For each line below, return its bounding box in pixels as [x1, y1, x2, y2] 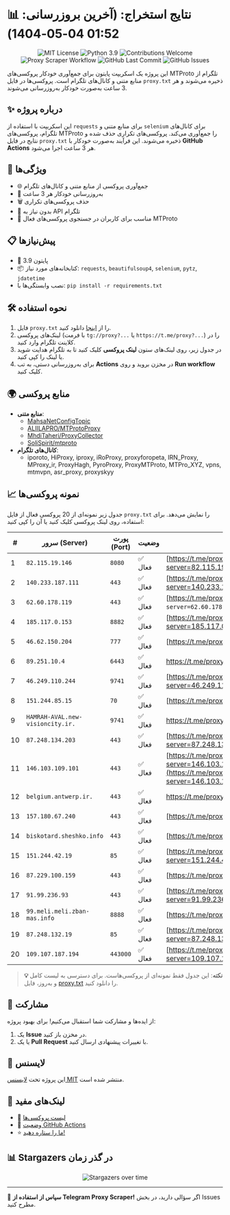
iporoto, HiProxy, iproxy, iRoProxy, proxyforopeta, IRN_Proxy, [27, 453, 199, 461]
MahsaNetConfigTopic [27, 417, 91, 425]
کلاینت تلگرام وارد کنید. [16, 338, 76, 347]
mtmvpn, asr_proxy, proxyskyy [27, 468, 114, 476]
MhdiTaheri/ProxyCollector [27, 431, 103, 440]
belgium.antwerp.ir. [26, 792, 94, 800]
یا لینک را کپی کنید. [16, 353, 64, 361]
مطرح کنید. [7, 1201, 36, 1209]
